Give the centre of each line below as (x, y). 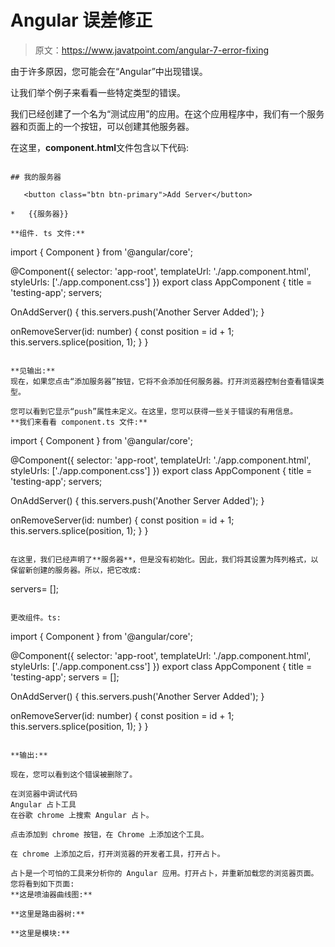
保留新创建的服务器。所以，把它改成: (76, 570)
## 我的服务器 (36, 177)
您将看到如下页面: (42, 884)
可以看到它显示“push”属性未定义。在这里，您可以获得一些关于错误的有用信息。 (157, 411)
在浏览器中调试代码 (44, 794)
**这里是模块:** (40, 933)
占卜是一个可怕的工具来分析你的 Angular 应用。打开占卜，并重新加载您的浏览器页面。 (164, 873)
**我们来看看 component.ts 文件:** (79, 422)
